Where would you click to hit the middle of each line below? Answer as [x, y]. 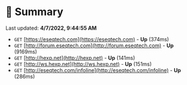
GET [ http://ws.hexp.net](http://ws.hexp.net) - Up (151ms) [83, 64]
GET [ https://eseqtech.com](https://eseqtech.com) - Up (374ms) [91, 39]
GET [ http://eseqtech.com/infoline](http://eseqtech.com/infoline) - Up [97, 70]
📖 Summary [34, 12]
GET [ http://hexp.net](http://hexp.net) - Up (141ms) [75, 58]
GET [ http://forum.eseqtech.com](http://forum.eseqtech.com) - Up [94, 45]
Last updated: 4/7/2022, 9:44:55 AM [51, 28]
